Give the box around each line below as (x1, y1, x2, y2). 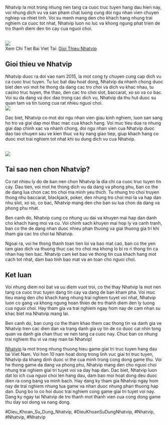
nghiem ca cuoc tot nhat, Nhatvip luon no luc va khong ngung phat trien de (5, 20, 160, 26)
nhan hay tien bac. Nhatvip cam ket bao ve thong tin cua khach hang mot (5, 251, 156, 257)
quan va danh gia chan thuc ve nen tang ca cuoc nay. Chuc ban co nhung (5, 331, 158, 337)
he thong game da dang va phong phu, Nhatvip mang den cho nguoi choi (5, 362, 157, 368)
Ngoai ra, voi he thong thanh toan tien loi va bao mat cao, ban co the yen (5, 240, 156, 246)
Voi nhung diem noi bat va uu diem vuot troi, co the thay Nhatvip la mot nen (5, 284, 161, 290)
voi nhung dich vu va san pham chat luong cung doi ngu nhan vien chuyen (5, 10, 159, 16)
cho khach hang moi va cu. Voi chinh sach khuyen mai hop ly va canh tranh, (5, 220, 162, 226)
